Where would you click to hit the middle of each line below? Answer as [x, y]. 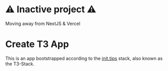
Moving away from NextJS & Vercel [43, 23]
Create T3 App [37, 44]
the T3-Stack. [20, 64]
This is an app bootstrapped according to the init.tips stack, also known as [84, 58]
